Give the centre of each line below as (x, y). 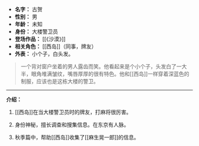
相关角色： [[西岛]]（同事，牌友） (56, 46)
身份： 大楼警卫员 (36, 31)
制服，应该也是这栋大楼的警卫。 (60, 81)
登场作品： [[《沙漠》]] (40, 39)
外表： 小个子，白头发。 (44, 54)
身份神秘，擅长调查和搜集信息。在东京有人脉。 (72, 125)
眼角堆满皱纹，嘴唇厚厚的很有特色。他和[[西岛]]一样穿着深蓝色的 (110, 74)
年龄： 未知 (28, 24)
